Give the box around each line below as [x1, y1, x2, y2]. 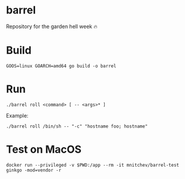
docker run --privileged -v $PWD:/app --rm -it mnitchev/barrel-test [6, 162, 180, 168]
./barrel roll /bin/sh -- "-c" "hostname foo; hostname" [6, 123, 148, 129]
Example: [6, 112, 29, 119]
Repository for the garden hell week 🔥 [6, 23, 98, 30]
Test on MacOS [6, 143, 82, 156]
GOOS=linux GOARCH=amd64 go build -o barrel [6, 63, 117, 69]
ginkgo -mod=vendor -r [6, 167, 61, 173]
